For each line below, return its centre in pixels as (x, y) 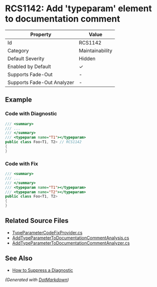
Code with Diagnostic (31, 114)
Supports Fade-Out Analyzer (41, 82)
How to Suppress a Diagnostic (42, 270)
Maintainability (96, 50)
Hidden (87, 58)
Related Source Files (37, 221)
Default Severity (26, 58)
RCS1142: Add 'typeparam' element (78, 9)
